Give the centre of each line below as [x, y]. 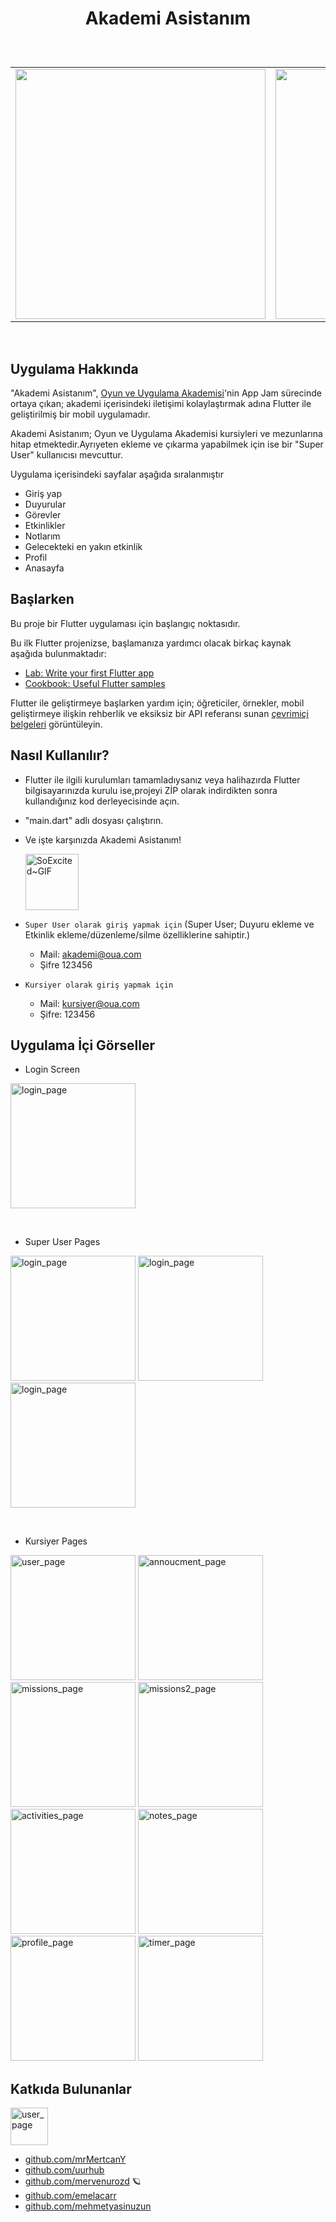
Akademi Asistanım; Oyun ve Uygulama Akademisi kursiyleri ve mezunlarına [166, 433]
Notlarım [42, 536]
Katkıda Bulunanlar [71, 2088]
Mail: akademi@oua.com [90, 954]
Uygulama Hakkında [74, 368]
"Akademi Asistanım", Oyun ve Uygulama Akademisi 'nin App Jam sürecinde [166, 393]
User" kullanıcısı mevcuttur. [66, 455]
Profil [36, 557]
